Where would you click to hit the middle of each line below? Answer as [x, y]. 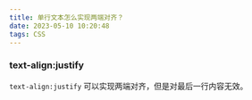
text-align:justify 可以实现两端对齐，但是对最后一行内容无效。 [129, 86]
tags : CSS [28, 34]
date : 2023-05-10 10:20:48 [59, 26]
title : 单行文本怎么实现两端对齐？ [67, 17]
